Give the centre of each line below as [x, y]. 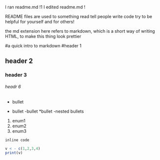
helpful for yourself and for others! [40, 22]
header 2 [19, 61]
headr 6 [13, 86]
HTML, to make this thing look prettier [43, 36]
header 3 [16, 75]
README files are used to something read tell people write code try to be [79, 16]
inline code [17, 140]
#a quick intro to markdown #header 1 [43, 46]
